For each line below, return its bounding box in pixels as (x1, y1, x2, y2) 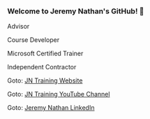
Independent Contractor (7, 63, 77, 71)
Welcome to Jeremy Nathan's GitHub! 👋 (7, 6, 144, 16)
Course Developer (7, 36, 60, 44)
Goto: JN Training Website (7, 76, 83, 85)
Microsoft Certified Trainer (7, 49, 84, 58)
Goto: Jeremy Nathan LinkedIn (7, 104, 95, 112)
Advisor (7, 22, 30, 31)
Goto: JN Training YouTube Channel (7, 90, 110, 99)
